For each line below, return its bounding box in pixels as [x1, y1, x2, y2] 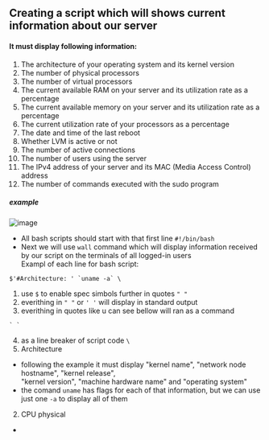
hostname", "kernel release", [20, 368, 116, 377]
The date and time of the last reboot [20, 128, 140, 138]
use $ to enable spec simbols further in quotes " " [20, 289, 188, 298]
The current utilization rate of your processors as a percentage [20, 119, 230, 129]
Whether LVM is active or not [20, 136, 118, 146]
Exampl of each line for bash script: [20, 259, 139, 269]
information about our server [9, 19, 158, 33]
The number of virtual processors [20, 76, 133, 86]
